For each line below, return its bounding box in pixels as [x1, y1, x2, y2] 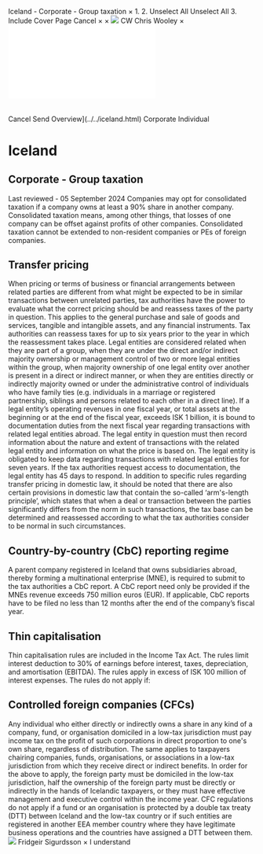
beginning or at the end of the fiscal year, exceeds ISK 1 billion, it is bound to [8, 413, 255, 422]
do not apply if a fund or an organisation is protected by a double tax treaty [8, 802, 251, 812]
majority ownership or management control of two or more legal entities [8, 354, 241, 364]
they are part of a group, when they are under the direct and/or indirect [8, 346, 238, 355]
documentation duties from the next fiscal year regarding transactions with [8, 421, 250, 431]
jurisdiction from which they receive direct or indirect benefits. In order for [8, 760, 248, 770]
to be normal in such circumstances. [8, 521, 126, 531]
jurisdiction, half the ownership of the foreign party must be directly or [8, 778, 236, 787]
